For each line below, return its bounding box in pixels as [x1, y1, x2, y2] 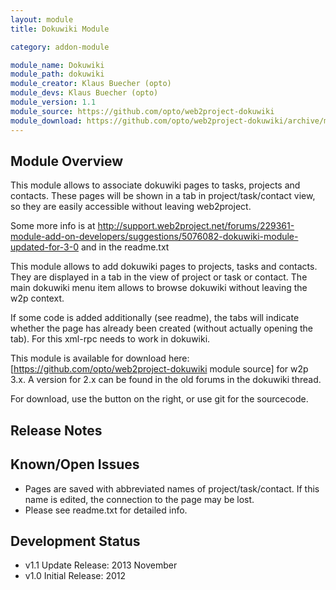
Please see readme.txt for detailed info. [24, 504, 188, 516]
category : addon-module [10, 42, 110, 52]
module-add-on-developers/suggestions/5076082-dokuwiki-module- [10, 231, 299, 243]
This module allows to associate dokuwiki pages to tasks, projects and [10, 179, 301, 191]
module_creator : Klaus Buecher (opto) [10, 79, 172, 89]
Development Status [10, 532, 141, 550]
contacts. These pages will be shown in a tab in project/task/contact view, [10, 190, 316, 202]
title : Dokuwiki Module [10, 24, 110, 34]
